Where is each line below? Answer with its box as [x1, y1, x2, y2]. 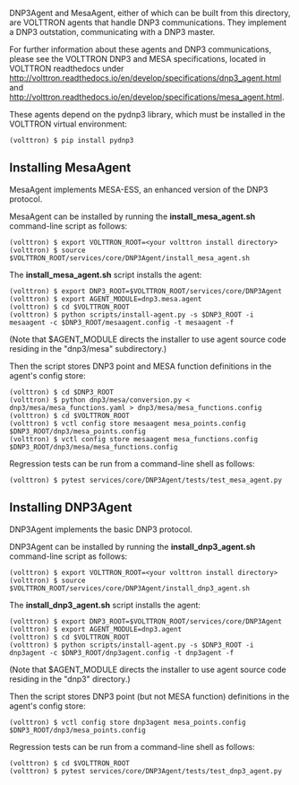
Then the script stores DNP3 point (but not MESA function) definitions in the [9, 691, 290, 702]
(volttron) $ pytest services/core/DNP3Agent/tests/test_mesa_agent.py [9, 475, 282, 484]
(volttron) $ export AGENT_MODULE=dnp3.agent [9, 624, 182, 633]
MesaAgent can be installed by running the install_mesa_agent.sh [9, 211, 256, 222]
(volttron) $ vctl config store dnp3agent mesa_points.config [9, 718, 246, 727]
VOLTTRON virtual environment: [9, 118, 128, 129]
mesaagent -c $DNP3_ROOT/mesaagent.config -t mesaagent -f [9, 318, 235, 327]
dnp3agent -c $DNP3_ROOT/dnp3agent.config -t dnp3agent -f [9, 648, 235, 658]
